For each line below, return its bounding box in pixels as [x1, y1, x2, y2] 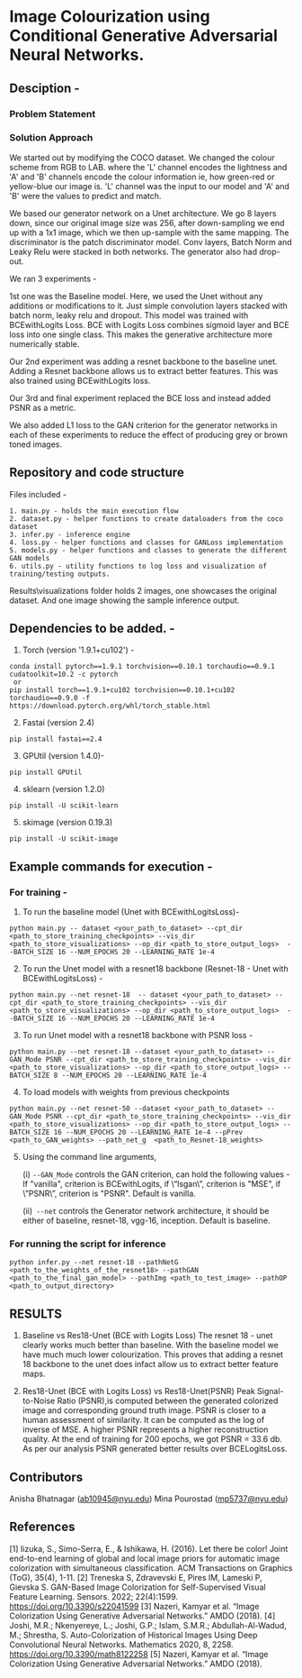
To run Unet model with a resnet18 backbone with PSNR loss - [22, 1030, 253, 1041]
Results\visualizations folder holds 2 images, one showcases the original [9, 585, 277, 596]
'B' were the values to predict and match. [9, 190, 162, 201]
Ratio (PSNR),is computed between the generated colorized [57, 1395, 279, 1407]
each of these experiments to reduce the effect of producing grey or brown [9, 429, 288, 440]
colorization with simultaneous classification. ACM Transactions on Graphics [9, 1562, 293, 1573]
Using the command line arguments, [22, 1152, 157, 1163]
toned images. [9, 439, 63, 450]
